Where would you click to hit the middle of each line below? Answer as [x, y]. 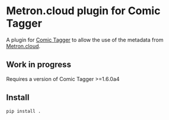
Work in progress [39, 65]
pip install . [24, 111]
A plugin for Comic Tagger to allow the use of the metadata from [85, 40]
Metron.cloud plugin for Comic [83, 11]
